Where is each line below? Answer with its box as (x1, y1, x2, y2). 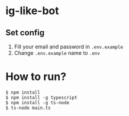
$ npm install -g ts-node (5, 100, 69, 105)
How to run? (5, 70, 66, 84)
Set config (5, 28, 45, 38)
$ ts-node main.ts (5, 105, 51, 111)
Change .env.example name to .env (14, 49, 100, 57)
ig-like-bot (5, 4, 60, 18)
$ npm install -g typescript (5, 94, 78, 101)
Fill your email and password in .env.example (14, 43, 124, 50)
